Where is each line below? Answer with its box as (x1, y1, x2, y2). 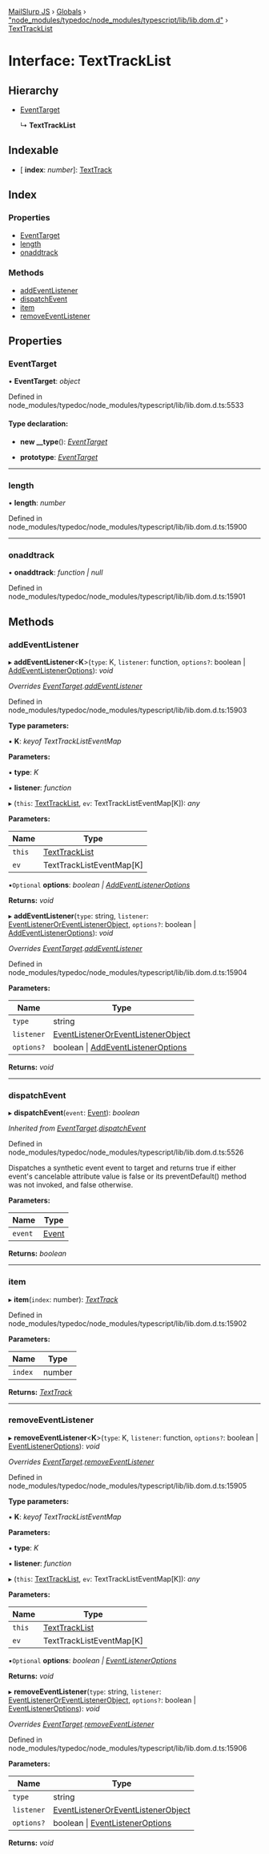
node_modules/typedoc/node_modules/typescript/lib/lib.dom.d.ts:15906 (8, 1743, 247, 1753)
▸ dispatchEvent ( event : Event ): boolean (8, 1108, 140, 1118)
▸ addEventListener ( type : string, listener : (8, 911, 149, 921)
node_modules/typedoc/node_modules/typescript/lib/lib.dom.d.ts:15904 (8, 967, 247, 977)
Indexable (8, 143, 59, 157)
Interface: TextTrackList (8, 52, 171, 71)
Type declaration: (8, 419, 69, 429)
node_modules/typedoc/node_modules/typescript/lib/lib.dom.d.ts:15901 (8, 592, 246, 602)
